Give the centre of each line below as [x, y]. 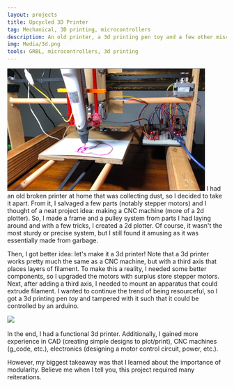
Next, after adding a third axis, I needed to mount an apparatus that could [112, 284]
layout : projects [32, 15]
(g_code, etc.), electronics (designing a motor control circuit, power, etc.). [113, 349]
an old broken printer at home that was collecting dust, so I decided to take [115, 196]
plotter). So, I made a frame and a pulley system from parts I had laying [109, 218]
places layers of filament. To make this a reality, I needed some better [107, 269]
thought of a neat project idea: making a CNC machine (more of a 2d [106, 211]
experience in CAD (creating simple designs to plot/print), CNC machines [112, 341]
